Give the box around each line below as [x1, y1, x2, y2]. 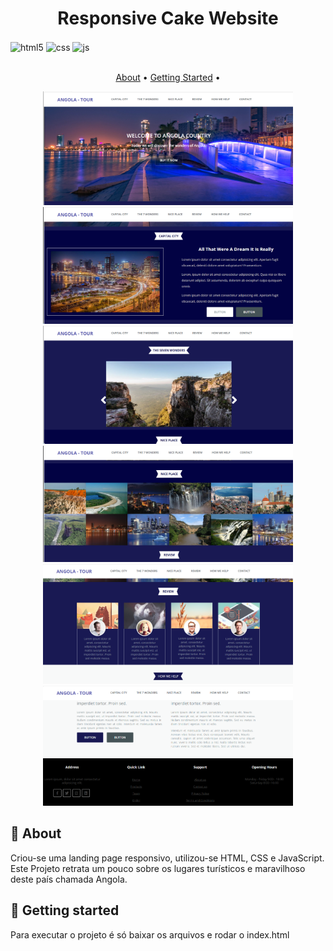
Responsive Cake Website [57, 7, 279, 30]
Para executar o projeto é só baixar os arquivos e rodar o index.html [10, 928, 290, 941]
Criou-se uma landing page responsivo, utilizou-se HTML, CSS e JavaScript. [10, 852, 325, 864]
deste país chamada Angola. [10, 873, 128, 885]
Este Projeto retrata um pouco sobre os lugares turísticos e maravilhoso [10, 862, 306, 874]
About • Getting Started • [115, 71, 221, 83]
